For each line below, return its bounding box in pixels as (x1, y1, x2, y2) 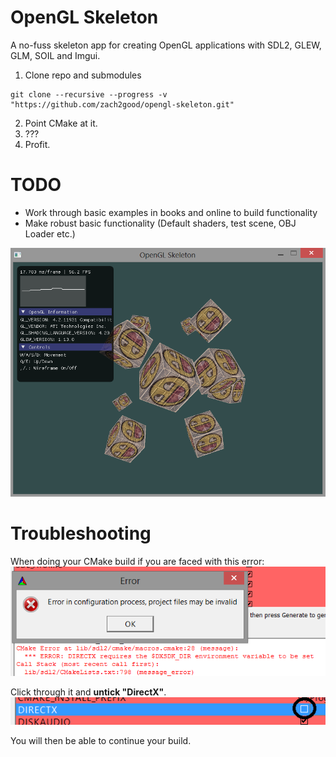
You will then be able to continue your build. (10, 734, 192, 746)
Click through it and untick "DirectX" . (10, 686, 167, 698)
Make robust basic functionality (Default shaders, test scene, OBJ (24, 217, 297, 229)
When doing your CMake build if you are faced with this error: (10, 556, 265, 568)
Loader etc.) (24, 227, 76, 240)
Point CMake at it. (24, 117, 98, 129)
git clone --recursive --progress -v (10, 89, 168, 100)
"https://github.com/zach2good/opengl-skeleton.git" (10, 99, 235, 110)
